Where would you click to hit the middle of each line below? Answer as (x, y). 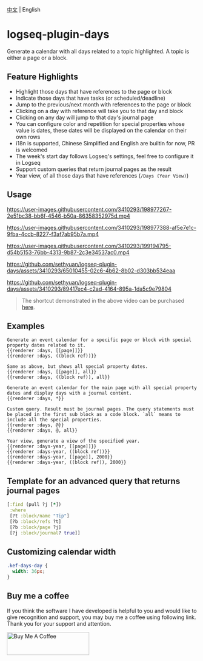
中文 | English (24, 9)
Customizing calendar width (62, 552)
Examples (26, 326)
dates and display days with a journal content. (69, 393)
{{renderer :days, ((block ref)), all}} (59, 377)
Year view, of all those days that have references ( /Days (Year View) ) (102, 175)
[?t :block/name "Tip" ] (39, 516)
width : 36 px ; (29, 572)
